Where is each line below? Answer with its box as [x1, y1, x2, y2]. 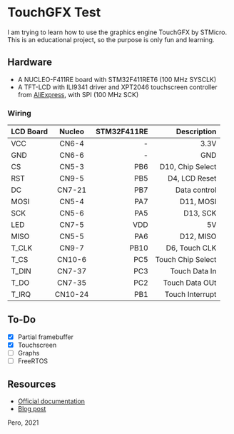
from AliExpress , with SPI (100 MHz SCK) [17, 90, 139, 99]
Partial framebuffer [17, 333, 73, 341]
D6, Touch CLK [166, 243, 217, 253]
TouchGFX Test [7, 4, 101, 21]
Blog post [17, 404, 46, 413]
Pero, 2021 [7, 418, 39, 427]
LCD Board [11, 126, 49, 136]
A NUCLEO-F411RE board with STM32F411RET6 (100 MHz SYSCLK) [17, 75, 217, 84]
